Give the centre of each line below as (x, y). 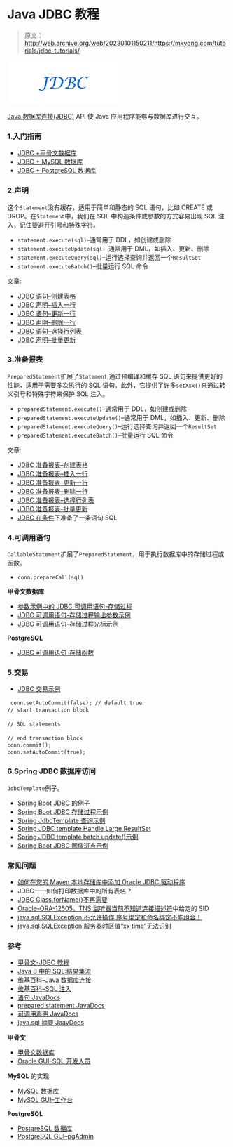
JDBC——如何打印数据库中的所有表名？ (75, 891)
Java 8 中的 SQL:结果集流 (54, 971)
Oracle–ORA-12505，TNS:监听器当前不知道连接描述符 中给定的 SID (113, 909)
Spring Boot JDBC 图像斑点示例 (63, 845)
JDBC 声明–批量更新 (47, 340)
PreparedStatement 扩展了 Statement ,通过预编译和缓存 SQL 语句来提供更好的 (115, 376)
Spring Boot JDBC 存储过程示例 (63, 811)
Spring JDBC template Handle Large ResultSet (84, 828)
